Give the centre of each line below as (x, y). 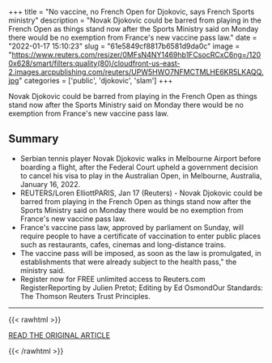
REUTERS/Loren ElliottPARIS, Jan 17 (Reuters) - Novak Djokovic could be (141, 193)
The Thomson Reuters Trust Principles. (85, 296)
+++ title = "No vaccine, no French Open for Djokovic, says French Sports (132, 12)
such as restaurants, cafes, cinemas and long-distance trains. (123, 244)
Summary (34, 139)
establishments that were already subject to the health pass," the (128, 262)
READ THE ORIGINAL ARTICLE (59, 335)
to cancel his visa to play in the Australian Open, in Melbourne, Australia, (141, 175)
